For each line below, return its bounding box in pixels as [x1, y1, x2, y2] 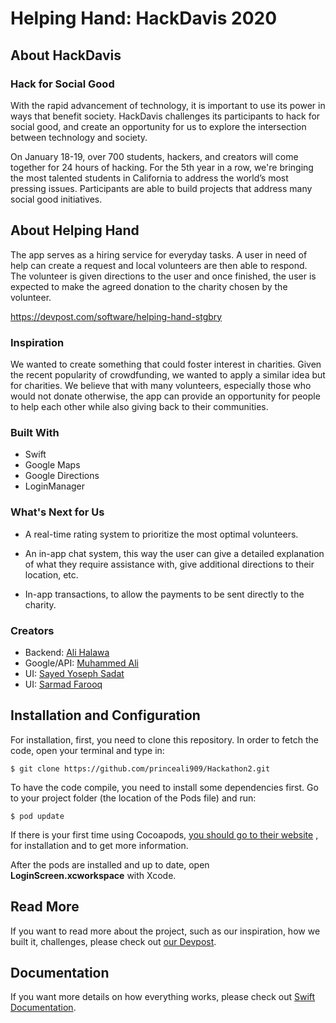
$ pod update [10, 811, 65, 821]
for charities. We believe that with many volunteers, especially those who [10, 379, 312, 391]
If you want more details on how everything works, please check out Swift [10, 991, 316, 1003]
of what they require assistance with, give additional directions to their [24, 558, 315, 570]
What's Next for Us [10, 505, 105, 519]
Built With [10, 425, 60, 439]
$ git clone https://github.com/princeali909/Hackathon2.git [10, 763, 271, 774]
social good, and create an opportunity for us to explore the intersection [10, 120, 307, 132]
